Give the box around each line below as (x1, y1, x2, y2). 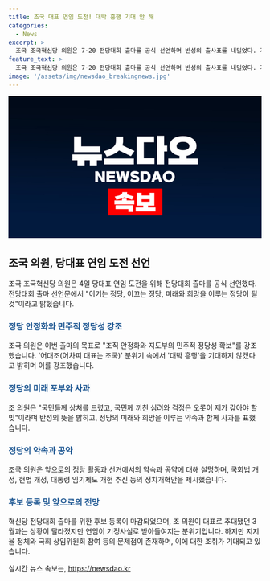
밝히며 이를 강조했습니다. (16, 361, 95, 370)
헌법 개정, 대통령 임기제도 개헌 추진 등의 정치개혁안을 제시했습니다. (18, 474, 227, 484)
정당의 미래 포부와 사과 (8, 383, 91, 394)
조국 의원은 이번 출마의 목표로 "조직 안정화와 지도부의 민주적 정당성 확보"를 (8, 341, 243, 350)
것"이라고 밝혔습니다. (8, 299, 75, 309)
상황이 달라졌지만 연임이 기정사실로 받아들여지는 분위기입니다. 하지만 (29, 526, 245, 536)
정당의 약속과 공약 (8, 444, 74, 456)
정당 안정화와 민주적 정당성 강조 (8, 321, 123, 332)
